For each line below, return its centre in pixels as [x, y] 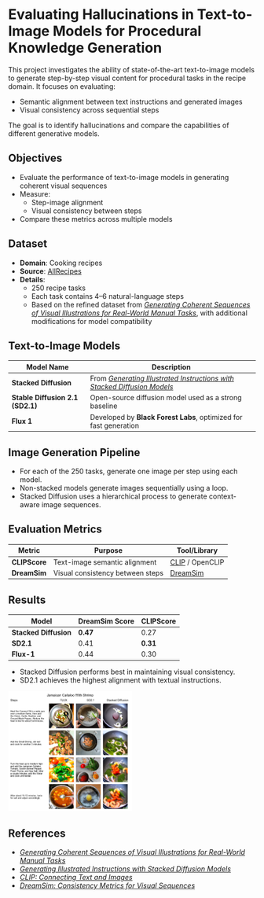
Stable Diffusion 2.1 [45, 398]
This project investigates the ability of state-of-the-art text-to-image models [132, 69]
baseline [104, 406]
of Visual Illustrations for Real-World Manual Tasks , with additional [139, 313]
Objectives [35, 158]
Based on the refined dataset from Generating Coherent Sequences [141, 304]
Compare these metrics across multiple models [96, 219]
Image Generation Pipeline [74, 453]
